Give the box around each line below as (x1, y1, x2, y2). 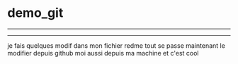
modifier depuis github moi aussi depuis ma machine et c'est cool (7, 49, 199, 57)
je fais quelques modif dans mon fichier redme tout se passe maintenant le (7, 41, 225, 50)
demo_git (7, 5, 64, 21)
